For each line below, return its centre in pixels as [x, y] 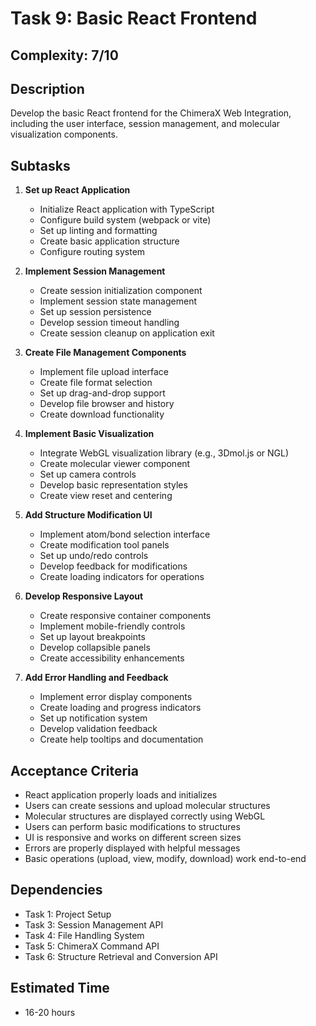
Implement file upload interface [104, 372]
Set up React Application [77, 190]
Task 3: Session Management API [94, 924]
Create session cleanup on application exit [127, 333]
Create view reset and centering [106, 496]
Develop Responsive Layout [84, 596]
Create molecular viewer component [115, 464]
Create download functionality [102, 414]
